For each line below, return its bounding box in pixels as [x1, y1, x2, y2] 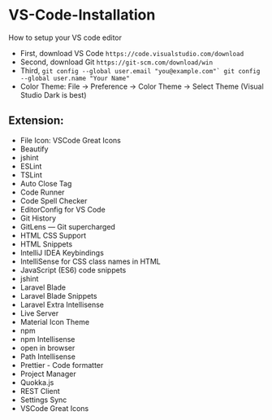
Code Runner [19, 187, 65, 197]
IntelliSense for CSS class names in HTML [19, 256, 161, 266]
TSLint [19, 169, 42, 180]
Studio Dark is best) [19, 90, 87, 99]
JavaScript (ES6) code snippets [19, 265, 127, 274]
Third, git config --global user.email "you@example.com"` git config [19, 65, 261, 75]
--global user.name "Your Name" [19, 74, 130, 82]
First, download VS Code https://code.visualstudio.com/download [19, 48, 244, 58]
